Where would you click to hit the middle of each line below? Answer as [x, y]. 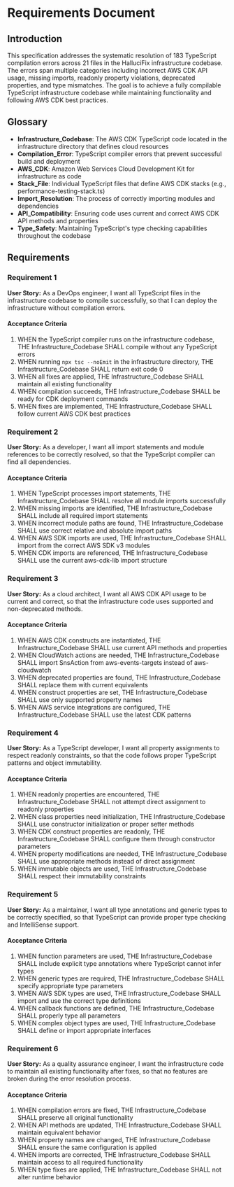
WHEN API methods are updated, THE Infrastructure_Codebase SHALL [119, 1125]
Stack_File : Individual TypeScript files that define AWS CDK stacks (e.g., [122, 183]
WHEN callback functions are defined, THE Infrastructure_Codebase [116, 1008]
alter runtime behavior [49, 1177]
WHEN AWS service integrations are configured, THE [94, 707]
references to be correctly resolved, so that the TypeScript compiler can [111, 454]
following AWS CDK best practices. [58, 100]
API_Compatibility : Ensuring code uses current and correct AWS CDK [118, 213]
